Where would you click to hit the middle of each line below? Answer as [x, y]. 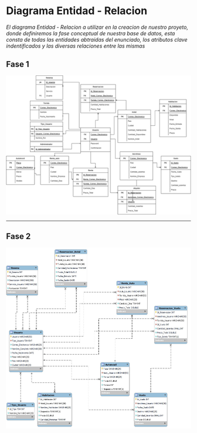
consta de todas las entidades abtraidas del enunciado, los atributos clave [97, 39]
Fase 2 [18, 237]
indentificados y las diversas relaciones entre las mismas [76, 46]
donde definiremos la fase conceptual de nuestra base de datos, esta [91, 33]
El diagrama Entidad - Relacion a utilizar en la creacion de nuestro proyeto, [97, 27]
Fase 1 [18, 64]
